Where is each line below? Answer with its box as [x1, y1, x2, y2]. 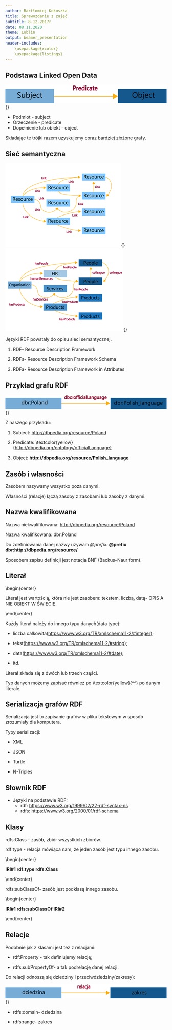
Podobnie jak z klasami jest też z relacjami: [5, 944, 96, 950]
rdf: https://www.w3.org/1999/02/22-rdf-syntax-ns [20, 803, 128, 809]
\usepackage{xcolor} [14, 46, 58, 51]
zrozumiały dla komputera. [5, 719, 61, 725]
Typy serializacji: [5, 729, 41, 735]
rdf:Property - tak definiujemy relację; [12, 954, 93, 960]
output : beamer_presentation [5, 35, 68, 40]
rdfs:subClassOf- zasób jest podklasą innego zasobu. [5, 886, 119, 892]
